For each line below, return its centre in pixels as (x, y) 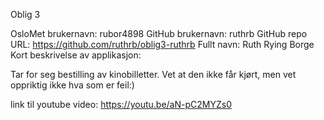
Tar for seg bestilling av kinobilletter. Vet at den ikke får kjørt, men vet (153, 74)
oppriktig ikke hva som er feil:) (72, 85)
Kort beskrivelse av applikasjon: (76, 55)
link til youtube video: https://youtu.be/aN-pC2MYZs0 (121, 104)
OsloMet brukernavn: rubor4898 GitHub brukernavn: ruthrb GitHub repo (159, 33)
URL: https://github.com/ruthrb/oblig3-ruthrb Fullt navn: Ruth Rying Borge (162, 44)
